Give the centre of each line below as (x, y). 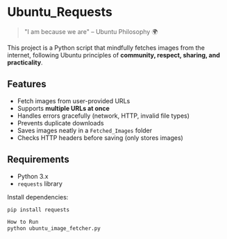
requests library (40, 184)
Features (27, 84)
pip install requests (39, 210)
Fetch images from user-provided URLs (74, 100)
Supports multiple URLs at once (63, 108)
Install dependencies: (38, 197)
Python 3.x (33, 176)
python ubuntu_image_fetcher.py (54, 229)
